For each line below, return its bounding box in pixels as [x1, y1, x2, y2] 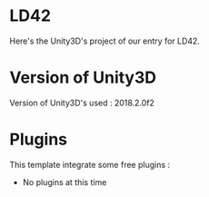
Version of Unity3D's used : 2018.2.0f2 [9, 97, 154, 108]
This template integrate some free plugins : [9, 159, 171, 170]
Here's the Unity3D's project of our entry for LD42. [9, 35, 200, 46]
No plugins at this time [22, 176, 107, 187]
